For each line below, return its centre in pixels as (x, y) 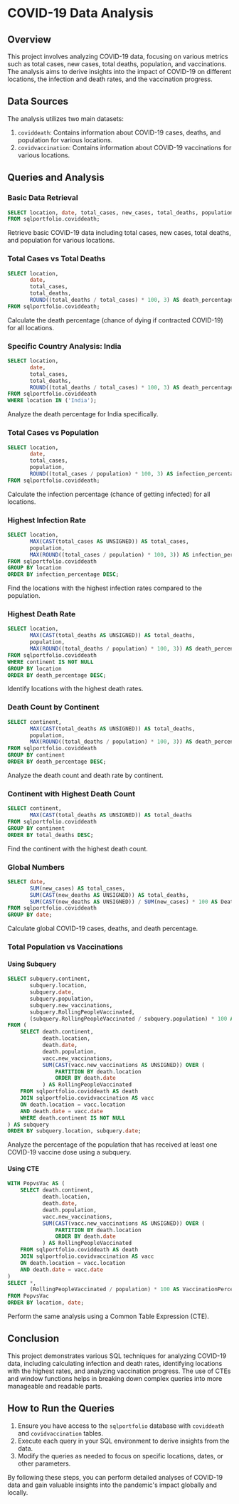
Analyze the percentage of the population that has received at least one (112, 1145)
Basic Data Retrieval (43, 198)
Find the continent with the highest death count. (78, 848)
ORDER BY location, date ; (46, 1303)
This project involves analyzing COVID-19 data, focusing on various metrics (118, 56)
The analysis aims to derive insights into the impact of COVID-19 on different (119, 72)
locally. (18, 1492)
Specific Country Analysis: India (65, 346)
